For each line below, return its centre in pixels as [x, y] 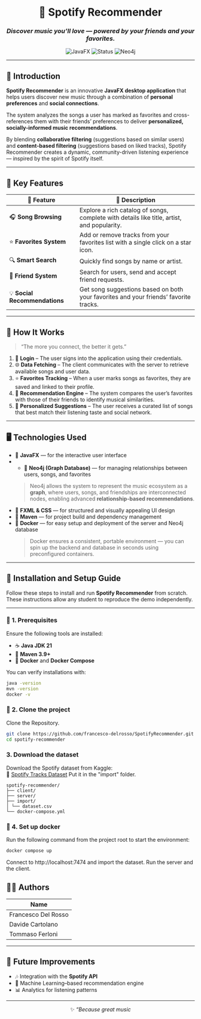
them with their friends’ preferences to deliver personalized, [109, 121]
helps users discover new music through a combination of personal [90, 97]
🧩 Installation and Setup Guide [64, 578]
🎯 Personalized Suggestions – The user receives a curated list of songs [104, 406]
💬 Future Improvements [51, 962]
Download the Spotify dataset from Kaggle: [59, 768]
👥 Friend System [33, 276]
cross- [181, 115]
